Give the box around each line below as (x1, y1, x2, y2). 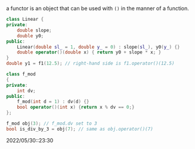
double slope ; (17, 27, 52, 33)
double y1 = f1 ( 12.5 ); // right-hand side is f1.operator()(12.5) (6, 61, 175, 66)
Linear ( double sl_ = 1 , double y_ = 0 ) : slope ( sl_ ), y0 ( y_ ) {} (17, 44, 180, 50)
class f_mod (6, 71, 36, 77)
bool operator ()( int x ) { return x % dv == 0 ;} (17, 104, 135, 110)
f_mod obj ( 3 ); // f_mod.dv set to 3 (6, 121, 97, 126)
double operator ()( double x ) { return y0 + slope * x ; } (17, 49, 162, 55)
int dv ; (17, 88, 36, 94)
